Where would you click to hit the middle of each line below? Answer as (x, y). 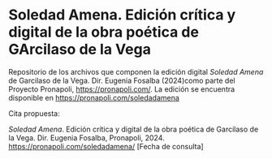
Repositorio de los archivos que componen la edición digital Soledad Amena (136, 71)
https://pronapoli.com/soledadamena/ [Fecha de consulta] (106, 146)
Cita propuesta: (35, 113)
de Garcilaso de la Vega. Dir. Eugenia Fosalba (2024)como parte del (122, 80)
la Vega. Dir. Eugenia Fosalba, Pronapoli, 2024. (86, 138)
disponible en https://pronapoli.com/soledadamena (94, 97)
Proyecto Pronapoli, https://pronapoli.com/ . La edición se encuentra (122, 89)
